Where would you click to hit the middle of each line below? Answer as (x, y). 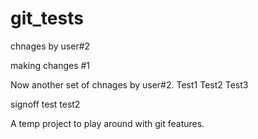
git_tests (47, 18)
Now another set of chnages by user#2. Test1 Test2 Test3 (129, 84)
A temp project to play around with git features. (107, 123)
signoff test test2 (45, 104)
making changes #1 (50, 65)
